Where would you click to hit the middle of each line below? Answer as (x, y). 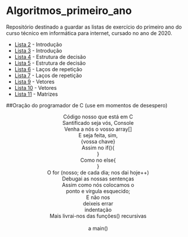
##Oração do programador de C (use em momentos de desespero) (87, 105)
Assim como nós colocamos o (98, 184)
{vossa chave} (98, 141)
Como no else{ (98, 160)
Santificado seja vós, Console (98, 123)
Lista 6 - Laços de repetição (48, 69)
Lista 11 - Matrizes (36, 94)
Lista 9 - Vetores (34, 81)
